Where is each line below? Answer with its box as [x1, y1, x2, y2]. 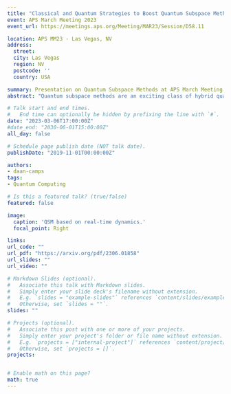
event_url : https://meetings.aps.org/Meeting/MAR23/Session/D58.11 [7, 23, 205, 30]
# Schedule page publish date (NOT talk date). [7, 142, 146, 150]
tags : [7, 175, 23, 182]
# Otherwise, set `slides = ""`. [7, 300, 109, 308]
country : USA [13, 74, 51, 80]
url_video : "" [7, 263, 48, 270]
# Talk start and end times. [7, 105, 91, 112]
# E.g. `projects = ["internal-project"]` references [7, 338, 170, 346]
